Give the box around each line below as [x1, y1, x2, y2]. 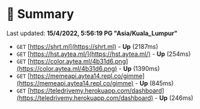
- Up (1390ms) [118, 64, 160, 72]
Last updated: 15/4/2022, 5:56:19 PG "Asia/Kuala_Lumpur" [6, 29, 178, 37]
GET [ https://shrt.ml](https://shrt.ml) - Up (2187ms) [16, 42, 159, 50]
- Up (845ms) [135, 79, 174, 87]
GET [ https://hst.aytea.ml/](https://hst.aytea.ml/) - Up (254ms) [16, 50, 191, 58]
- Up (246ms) [155, 93, 194, 102]
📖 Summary [6, 6, 74, 22]
